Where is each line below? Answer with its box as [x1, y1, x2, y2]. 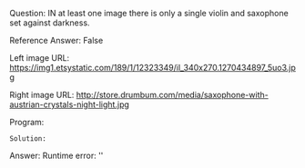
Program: [9, 117, 45, 127]
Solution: [9, 134, 47, 143]
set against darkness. [9, 17, 90, 28]
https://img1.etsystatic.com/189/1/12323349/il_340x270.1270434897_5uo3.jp [9, 63, 296, 73]
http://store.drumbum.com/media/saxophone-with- [76, 90, 269, 100]
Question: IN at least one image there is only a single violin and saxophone [9, 8, 289, 18]
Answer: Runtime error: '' [9, 150, 104, 161]
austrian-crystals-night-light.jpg [9, 99, 130, 110]
